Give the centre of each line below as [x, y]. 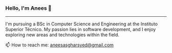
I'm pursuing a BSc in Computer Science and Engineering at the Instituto [81, 24]
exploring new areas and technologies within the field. [62, 35]
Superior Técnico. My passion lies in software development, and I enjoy [81, 30]
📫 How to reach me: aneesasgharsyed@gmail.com [60, 45]
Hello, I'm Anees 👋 [29, 8]
